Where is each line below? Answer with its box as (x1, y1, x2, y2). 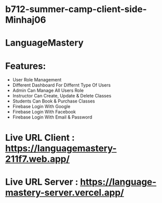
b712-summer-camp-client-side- (5, 4, 147, 15)
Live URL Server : (5, 176, 78, 187)
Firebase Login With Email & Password (12, 114, 93, 120)
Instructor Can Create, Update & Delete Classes (12, 93, 112, 99)
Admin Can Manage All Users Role (12, 87, 84, 93)
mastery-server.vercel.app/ (5, 187, 124, 198)
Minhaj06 (5, 14, 46, 26)
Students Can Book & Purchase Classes (12, 98, 95, 104)
